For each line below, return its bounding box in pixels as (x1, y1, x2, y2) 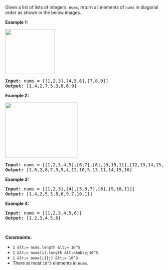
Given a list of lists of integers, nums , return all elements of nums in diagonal (5, 5, 159, 10)
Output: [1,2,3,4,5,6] (5, 215, 61, 221)
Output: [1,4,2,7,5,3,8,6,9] (5, 83, 77, 89)
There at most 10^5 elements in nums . (12, 260, 89, 266)
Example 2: (5, 93, 29, 98)
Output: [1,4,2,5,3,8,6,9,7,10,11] (5, 191, 93, 197)
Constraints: (5, 234, 32, 240)
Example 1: (5, 20, 29, 25)
